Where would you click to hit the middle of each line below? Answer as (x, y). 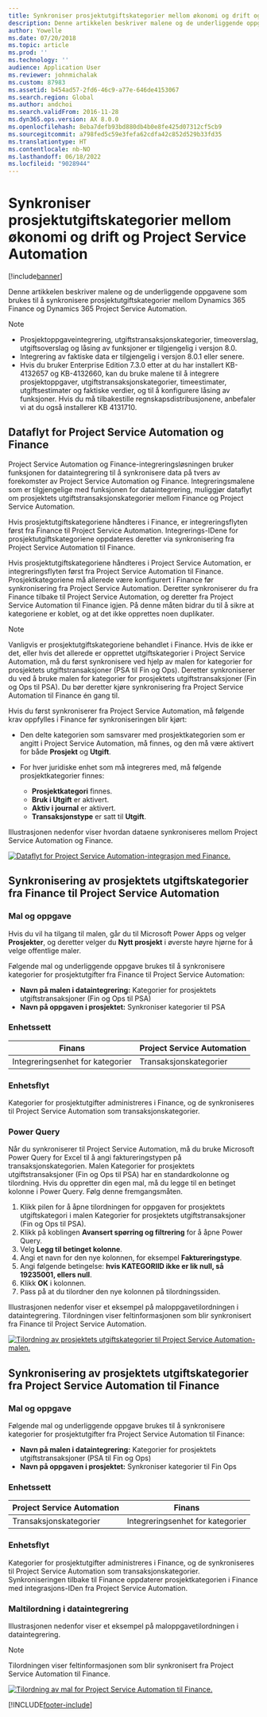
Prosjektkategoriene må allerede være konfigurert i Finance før (111, 580)
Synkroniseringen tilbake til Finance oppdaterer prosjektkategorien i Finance (133, 1579)
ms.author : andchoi (41, 104)
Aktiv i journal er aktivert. (74, 808)
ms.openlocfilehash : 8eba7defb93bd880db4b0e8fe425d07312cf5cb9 (115, 127)
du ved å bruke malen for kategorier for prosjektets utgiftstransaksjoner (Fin (132, 678)
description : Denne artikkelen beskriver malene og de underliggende (126, 23)
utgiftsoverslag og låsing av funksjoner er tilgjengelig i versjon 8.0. (128, 349)
